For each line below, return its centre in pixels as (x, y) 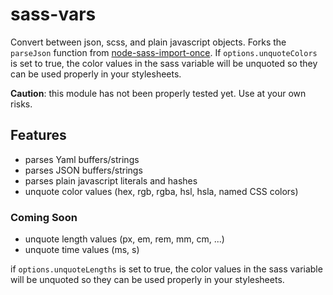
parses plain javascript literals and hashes (111, 180)
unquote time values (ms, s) (82, 250)
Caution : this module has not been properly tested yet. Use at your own (158, 93)
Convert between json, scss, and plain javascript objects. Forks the (148, 42)
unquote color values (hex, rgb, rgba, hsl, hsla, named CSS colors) (161, 191)
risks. (21, 104)
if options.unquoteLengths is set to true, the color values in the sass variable (166, 269)
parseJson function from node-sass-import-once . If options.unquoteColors (164, 52)
